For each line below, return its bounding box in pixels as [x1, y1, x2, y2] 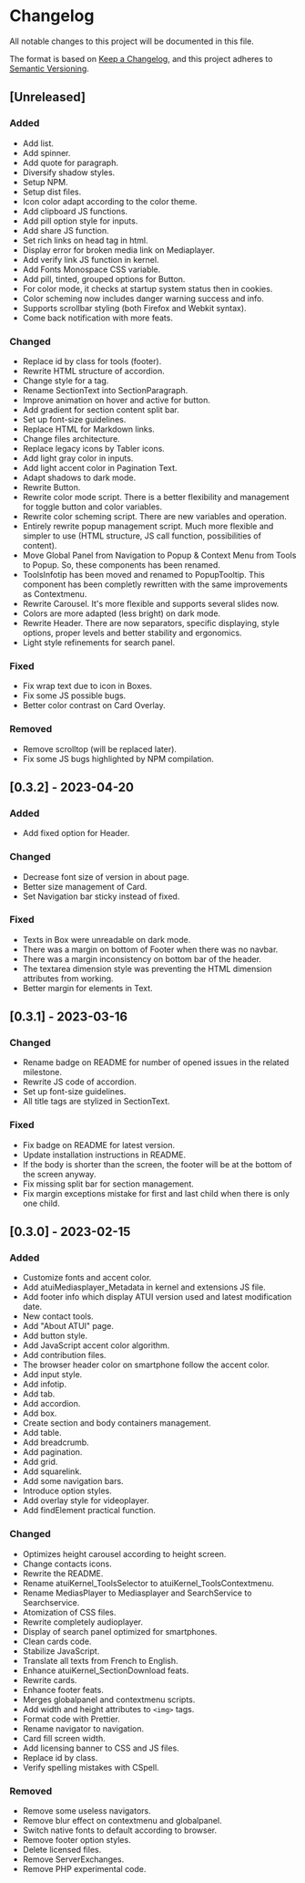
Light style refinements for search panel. [22, 636, 176, 648]
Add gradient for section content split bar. [22, 403, 179, 415]
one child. [22, 1198, 61, 1208]
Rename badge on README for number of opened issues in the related [22, 1057, 290, 1068]
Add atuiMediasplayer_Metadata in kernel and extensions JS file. [22, 1281, 266, 1292]
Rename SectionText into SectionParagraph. [22, 384, 188, 395]
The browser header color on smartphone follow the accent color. [22, 1359, 270, 1370]
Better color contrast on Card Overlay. [22, 700, 166, 711]
